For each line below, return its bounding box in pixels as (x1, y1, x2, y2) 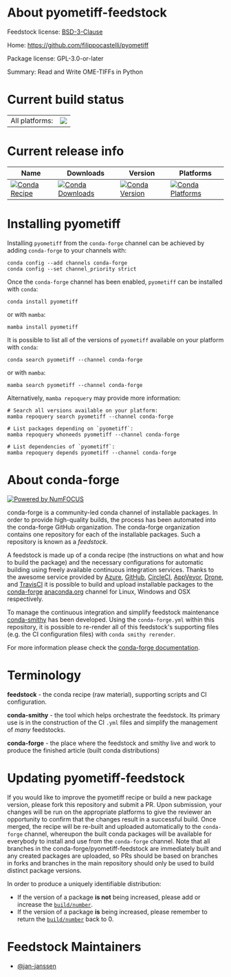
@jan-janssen (16, 962, 57, 970)
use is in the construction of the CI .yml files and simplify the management (7, 718, 218, 726)
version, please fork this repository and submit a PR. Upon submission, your (7, 800, 222, 808)
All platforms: (10, 116, 54, 125)
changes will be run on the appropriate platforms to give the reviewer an (7, 808, 212, 816)
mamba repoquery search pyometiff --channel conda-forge (7, 413, 174, 420)
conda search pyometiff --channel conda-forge (7, 356, 143, 363)
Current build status (7, 92, 124, 107)
